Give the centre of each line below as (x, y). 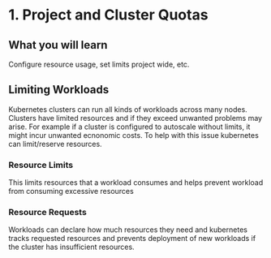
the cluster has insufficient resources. (72, 247)
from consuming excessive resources (71, 191)
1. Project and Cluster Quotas (108, 15)
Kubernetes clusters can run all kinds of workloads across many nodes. (128, 109)
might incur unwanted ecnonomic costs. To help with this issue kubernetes (134, 135)
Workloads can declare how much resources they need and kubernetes (128, 230)
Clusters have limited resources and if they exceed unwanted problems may (135, 118)
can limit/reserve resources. (56, 144)
